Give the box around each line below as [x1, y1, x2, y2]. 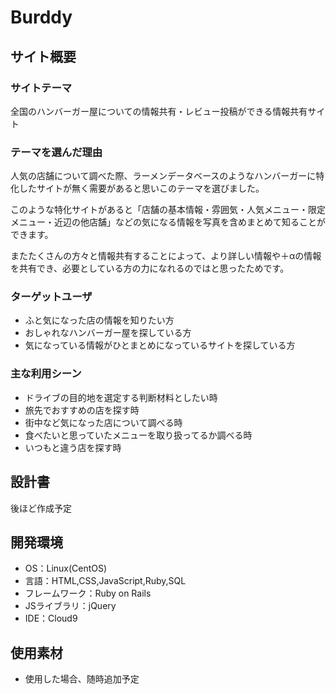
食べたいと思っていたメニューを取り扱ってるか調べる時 [24, 429, 253, 441]
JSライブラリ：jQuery [24, 600, 117, 612]
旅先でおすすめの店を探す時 [24, 404, 140, 416]
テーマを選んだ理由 [10, 145, 103, 159]
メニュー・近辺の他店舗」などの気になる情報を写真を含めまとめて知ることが [10, 216, 326, 228]
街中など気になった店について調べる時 [24, 416, 183, 428]
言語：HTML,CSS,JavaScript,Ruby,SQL [24, 575, 187, 587]
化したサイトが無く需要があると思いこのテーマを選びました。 [10, 182, 265, 195]
